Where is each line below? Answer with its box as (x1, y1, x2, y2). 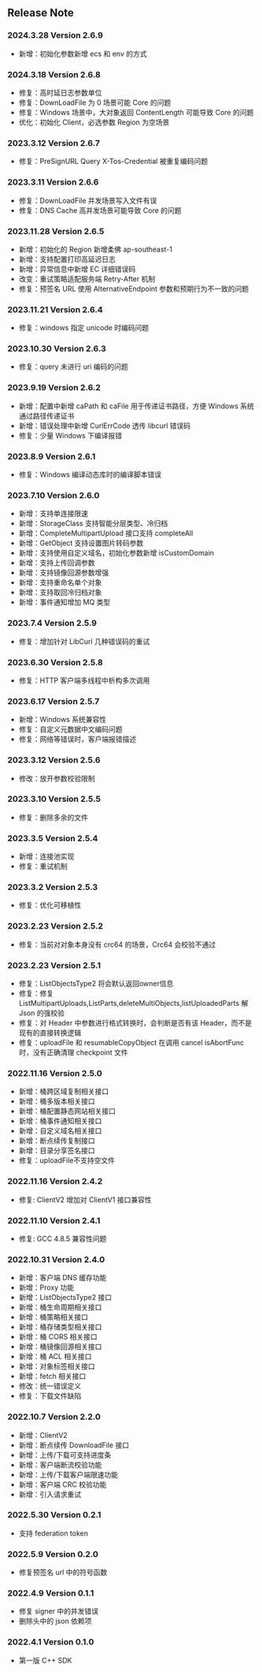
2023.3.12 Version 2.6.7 (7, 137, 100, 148)
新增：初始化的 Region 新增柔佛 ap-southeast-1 (18, 244, 173, 254)
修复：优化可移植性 (18, 900, 82, 910)
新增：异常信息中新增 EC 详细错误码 (18, 264, 136, 274)
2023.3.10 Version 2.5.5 (7, 794, 101, 805)
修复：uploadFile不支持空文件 (18, 1156, 116, 1165)
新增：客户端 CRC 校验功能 (18, 1480, 107, 1489)
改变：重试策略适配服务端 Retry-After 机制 (18, 274, 156, 283)
